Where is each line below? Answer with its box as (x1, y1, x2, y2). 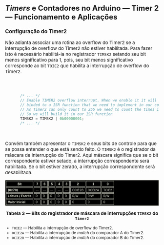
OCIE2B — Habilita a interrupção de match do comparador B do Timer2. (12, 235, 144, 240)
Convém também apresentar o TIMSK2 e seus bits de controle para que (5, 141, 157, 147)
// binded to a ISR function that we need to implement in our (20, 102, 153, 107)
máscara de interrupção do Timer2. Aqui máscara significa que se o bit (5, 152, 159, 159)
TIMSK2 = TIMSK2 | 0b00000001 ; (20, 116, 84, 122)
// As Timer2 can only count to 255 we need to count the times (20, 107, 155, 112)
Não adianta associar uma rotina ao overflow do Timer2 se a (5, 40, 135, 46)
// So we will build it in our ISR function (20, 112, 113, 117)
